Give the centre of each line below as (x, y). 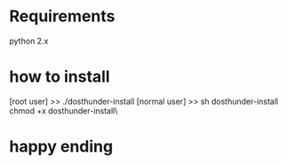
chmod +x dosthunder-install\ (64, 110)
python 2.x (29, 41)
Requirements (62, 16)
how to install (60, 77)
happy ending (61, 147)
